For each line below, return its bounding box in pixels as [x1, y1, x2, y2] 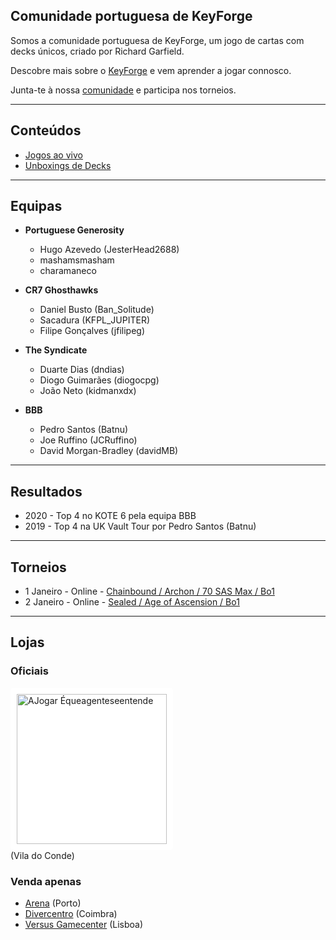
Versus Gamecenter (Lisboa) [24, 919, 144, 931]
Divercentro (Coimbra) [24, 908, 118, 920]
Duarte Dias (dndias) [39, 364, 125, 376]
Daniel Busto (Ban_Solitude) [39, 304, 155, 316]
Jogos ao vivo [24, 149, 83, 161]
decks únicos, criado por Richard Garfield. [10, 45, 185, 57]
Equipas [10, 198, 63, 215]
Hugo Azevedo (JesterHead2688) [39, 244, 180, 256]
